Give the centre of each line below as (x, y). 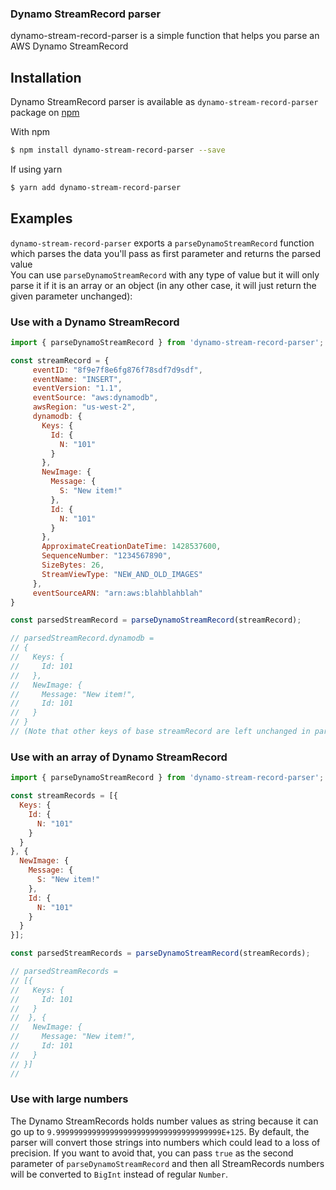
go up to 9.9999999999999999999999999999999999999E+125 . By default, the (160, 1131)
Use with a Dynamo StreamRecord (95, 322)
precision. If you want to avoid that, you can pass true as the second (152, 1153)
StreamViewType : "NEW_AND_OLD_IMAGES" (122, 574)
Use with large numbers (69, 1099)
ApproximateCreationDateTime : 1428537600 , (131, 547)
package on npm (45, 113)
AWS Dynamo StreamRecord (69, 46)
